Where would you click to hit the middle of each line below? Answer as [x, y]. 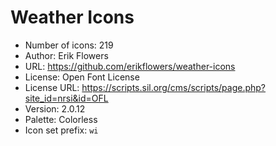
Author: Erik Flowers [66, 55]
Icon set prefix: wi [61, 130]
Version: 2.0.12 [55, 108]
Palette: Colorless [61, 119]
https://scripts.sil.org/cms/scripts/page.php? [174, 87]
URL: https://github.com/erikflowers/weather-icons [130, 66]
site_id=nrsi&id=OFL [66, 98]
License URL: [52, 87]
